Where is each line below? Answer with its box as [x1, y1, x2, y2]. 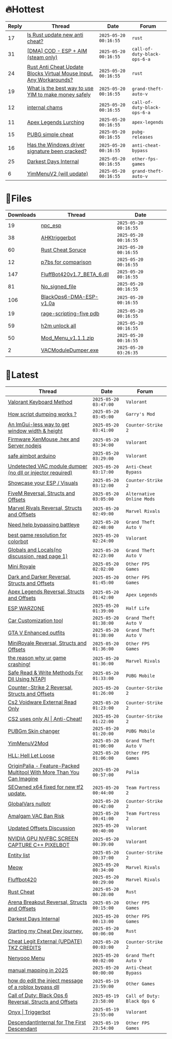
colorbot [8, 538, 29, 545]
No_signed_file [40, 283, 77, 290]
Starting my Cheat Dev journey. [8, 927, 83, 935]
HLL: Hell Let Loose [8, 752, 55, 759]
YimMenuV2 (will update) [27, 170, 89, 177]
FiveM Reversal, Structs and [8, 490, 75, 497]
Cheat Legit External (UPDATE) [8, 938, 82, 945]
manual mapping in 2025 [8, 966, 69, 974]
